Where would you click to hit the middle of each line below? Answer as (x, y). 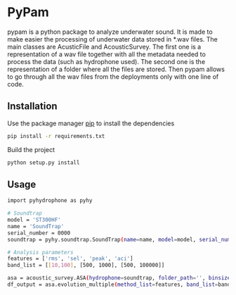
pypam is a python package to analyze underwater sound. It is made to (110, 32)
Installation (32, 106)
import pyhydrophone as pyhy (50, 201)
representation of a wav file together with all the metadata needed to (106, 54)
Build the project (31, 149)
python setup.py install (44, 163)
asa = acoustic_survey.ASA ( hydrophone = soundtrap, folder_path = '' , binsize (119, 278)
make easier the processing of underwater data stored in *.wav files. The (112, 39)
